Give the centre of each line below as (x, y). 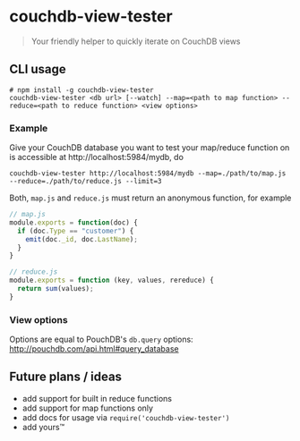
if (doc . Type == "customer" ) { (76, 231)
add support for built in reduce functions (97, 398)
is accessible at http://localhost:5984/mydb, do (96, 157)
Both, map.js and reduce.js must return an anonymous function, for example (150, 198)
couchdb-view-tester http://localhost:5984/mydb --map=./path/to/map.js (148, 174)
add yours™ (43, 427)
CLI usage (38, 69)
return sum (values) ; (56, 289)
